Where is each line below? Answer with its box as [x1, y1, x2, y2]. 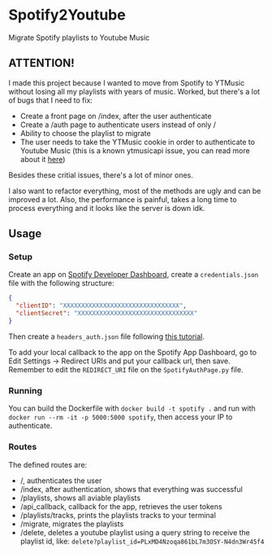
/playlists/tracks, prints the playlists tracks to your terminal [19, 510, 217, 520]
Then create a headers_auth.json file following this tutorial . [8, 332, 205, 341]
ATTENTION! [8, 56, 75, 70]
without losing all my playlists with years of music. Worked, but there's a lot [8, 86, 261, 96]
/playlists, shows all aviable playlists [19, 493, 140, 503]
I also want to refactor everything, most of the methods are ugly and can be [8, 186, 261, 196]
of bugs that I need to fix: [8, 95, 93, 105]
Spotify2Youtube [8, 6, 126, 24]
